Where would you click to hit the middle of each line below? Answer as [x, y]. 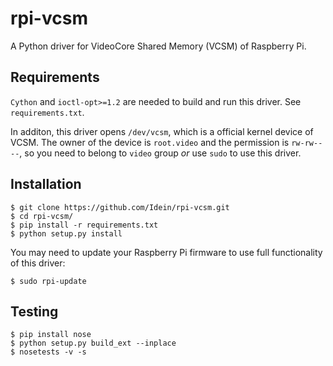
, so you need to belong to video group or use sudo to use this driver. [160, 153]
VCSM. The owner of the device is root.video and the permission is [150, 142]
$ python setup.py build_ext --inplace [93, 343]
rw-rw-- [307, 143]
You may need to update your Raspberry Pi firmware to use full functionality [166, 252]
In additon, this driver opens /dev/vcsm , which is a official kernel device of [162, 131]
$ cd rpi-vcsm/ [42, 216]
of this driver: [38, 263]
